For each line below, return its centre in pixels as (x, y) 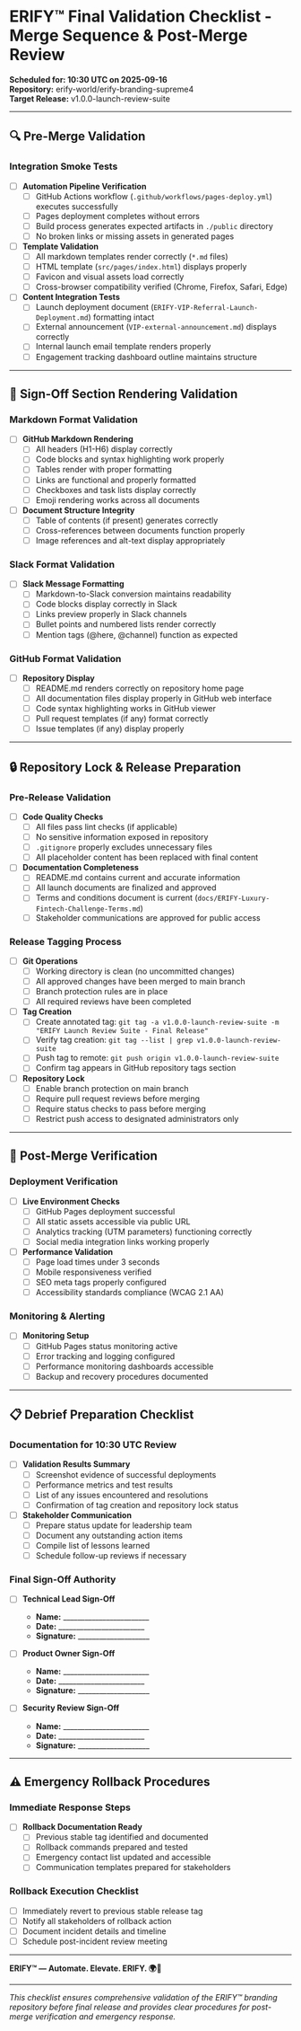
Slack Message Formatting (73, 584)
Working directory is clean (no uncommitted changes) (135, 971)
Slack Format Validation (62, 564)
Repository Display (59, 678)
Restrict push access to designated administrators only (137, 1118)
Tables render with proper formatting (104, 470)
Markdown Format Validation (74, 419)
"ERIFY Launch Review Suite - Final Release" (122, 1031)
